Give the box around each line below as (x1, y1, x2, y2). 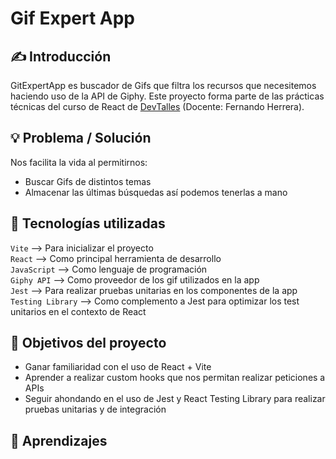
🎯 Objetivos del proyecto (10, 335, 167, 352)
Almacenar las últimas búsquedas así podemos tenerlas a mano (24, 186, 288, 198)
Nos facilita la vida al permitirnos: (10, 156, 148, 168)
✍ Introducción (10, 48, 112, 65)
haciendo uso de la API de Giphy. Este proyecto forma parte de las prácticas (10, 90, 325, 102)
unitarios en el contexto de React (10, 305, 147, 317)
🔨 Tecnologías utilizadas (10, 215, 166, 232)
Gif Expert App (10, 7, 135, 30)
